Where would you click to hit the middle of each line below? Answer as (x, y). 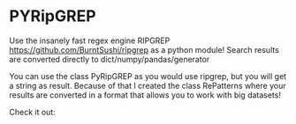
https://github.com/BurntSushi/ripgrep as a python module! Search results (144, 49)
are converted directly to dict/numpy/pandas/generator (110, 59)
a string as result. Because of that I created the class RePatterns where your (148, 85)
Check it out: (32, 112)
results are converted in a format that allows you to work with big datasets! (145, 95)
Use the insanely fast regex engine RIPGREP (90, 40)
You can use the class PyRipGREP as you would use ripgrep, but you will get (148, 76)
